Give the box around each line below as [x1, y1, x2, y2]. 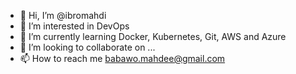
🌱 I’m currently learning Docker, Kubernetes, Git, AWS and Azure [19, 31, 287, 42]
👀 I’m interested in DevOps [19, 20, 130, 32]
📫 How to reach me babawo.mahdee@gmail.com [19, 53, 226, 64]
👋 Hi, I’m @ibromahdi [19, 10, 107, 21]
